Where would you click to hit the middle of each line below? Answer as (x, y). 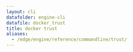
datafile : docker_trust (36, 23)
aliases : (17, 34)
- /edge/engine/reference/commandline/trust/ (69, 39)
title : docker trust (32, 28)
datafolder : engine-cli (36, 17)
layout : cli (21, 12)
